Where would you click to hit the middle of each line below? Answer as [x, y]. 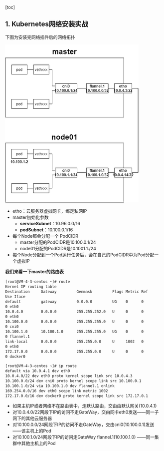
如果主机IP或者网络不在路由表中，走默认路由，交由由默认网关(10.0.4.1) [84, 406]
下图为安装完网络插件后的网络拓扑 [40, 37]
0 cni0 [12, 327]
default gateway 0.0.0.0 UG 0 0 [74, 302]
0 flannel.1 [17, 337]
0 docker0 [15, 357]
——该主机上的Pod [32, 431]
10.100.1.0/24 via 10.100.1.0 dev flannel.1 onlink [60, 386]
